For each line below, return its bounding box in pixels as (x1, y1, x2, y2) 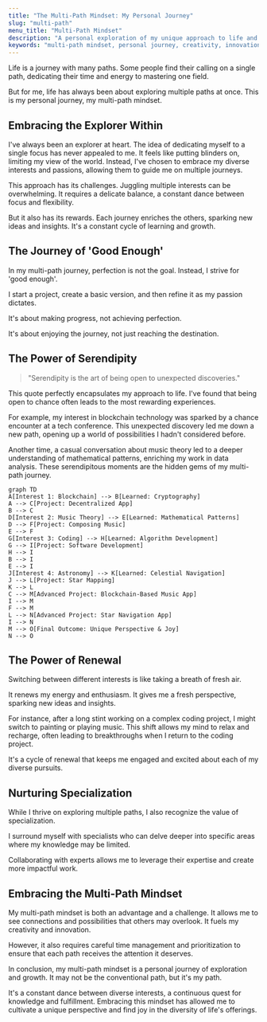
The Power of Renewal (8, 653, 122, 667)
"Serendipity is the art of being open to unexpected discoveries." (27, 373, 241, 382)
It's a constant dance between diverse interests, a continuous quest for (8, 989, 242, 997)
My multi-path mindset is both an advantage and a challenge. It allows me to (8, 908, 258, 917)
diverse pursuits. (8, 763, 64, 773)
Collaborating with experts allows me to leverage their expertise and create (8, 856, 254, 865)
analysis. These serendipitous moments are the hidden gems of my (8, 461, 228, 471)
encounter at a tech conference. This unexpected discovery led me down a (8, 421, 254, 430)
